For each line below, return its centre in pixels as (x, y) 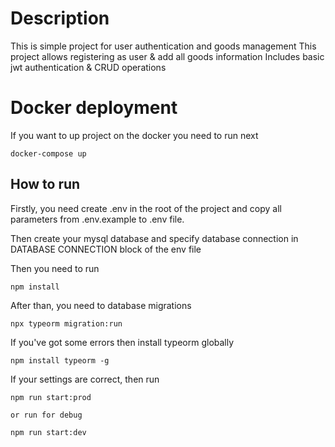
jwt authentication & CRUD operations (88, 67)
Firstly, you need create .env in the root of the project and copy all (146, 208)
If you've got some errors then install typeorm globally (122, 342)
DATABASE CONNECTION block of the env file (106, 249)
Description (60, 18)
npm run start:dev (48, 432)
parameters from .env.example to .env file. (97, 219)
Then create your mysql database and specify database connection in (154, 238)
